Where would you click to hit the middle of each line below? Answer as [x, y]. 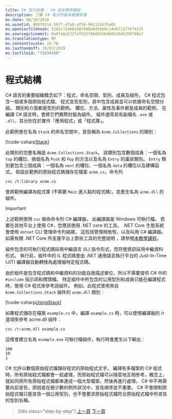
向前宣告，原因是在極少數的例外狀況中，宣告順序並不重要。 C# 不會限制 [86, 388]
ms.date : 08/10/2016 [27, 20]
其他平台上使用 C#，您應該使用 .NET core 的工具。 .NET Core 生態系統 [89, 225]
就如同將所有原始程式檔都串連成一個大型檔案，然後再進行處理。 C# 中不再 [84, 381]
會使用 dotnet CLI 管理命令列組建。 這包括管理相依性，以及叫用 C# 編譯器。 [85, 232]
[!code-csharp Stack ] [27, 142]
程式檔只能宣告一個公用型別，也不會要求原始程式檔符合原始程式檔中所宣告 [88, 394]
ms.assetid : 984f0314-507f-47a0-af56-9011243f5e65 [61, 24]
